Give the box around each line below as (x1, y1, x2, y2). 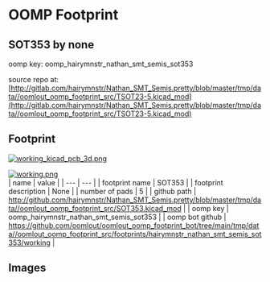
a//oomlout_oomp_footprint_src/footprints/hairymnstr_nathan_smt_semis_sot (8, 229, 262, 238)
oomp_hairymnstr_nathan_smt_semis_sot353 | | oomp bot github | (8, 212, 227, 222)
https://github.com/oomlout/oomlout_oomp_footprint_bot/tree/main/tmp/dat (8, 220, 260, 230)
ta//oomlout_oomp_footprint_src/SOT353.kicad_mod (8, 203, 182, 213)
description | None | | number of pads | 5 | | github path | (8, 186, 197, 196)
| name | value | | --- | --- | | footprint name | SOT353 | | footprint (8, 177, 223, 187)
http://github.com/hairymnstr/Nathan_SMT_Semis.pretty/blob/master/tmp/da (8, 195, 262, 205)
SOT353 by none (8, 38, 95, 52)
